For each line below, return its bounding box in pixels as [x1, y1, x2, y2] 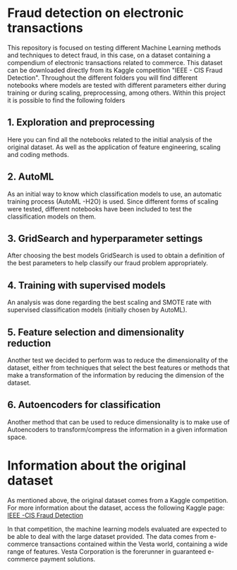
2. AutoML [7, 171, 54, 183]
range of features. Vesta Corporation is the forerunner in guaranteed [7, 547, 207, 556]
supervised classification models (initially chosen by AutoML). [7, 306, 188, 314]
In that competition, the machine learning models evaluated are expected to [7, 525, 227, 533]
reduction [7, 337, 51, 349]
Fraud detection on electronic [7, 5, 184, 21]
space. [7, 433, 28, 441]
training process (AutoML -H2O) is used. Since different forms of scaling [7, 197, 219, 206]
